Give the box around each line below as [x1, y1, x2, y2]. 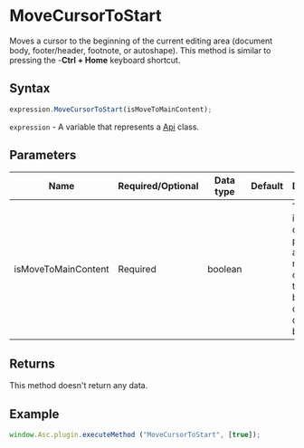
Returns [9, 356, 56, 371]
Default [251, 180, 283, 193]
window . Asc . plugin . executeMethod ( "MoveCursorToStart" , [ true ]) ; [9, 431, 261, 440]
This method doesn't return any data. [9, 380, 148, 391]
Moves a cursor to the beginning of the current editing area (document [9, 35, 273, 46]
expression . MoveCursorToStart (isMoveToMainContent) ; [9, 105, 213, 114]
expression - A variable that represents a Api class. [9, 121, 200, 132]
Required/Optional [118, 180, 199, 193]
